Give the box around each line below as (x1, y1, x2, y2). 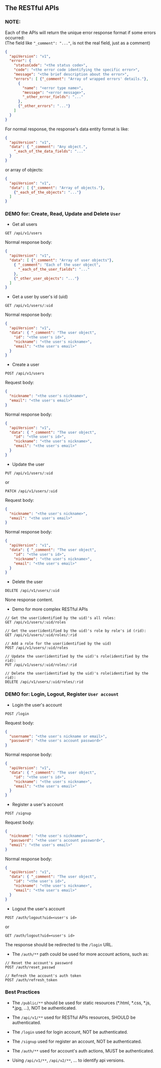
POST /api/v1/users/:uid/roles (5, 645, 68, 650)
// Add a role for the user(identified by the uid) (5, 641, 112, 646)
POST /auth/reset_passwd (5, 965, 55, 970)
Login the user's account (12, 702, 62, 708)
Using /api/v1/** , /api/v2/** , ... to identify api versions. (12, 1057, 125, 1063)
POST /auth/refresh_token (5, 977, 57, 982)
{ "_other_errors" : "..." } (17, 104, 70, 109)
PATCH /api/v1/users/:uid (5, 489, 57, 494)
